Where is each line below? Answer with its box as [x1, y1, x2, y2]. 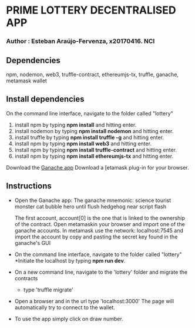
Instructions [6, 181, 52, 191]
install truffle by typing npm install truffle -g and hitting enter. [14, 134, 164, 141]
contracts [14, 274, 38, 281]
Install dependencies [6, 94, 85, 104]
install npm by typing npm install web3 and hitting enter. [14, 140, 152, 147]
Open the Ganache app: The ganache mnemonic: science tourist [14, 197, 172, 204]
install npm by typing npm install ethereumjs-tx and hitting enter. [14, 153, 174, 160]
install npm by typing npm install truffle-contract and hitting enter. [14, 146, 177, 153]
